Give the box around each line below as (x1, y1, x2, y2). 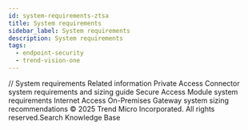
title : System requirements (8, 19, 102, 27)
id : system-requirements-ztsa (8, 11, 110, 20)
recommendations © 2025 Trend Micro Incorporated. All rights (8, 104, 215, 113)
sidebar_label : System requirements (8, 26, 130, 35)
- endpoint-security (15, 49, 84, 57)
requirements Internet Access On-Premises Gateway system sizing (8, 95, 230, 105)
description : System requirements (8, 34, 124, 43)
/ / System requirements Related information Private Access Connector (8, 78, 240, 88)
